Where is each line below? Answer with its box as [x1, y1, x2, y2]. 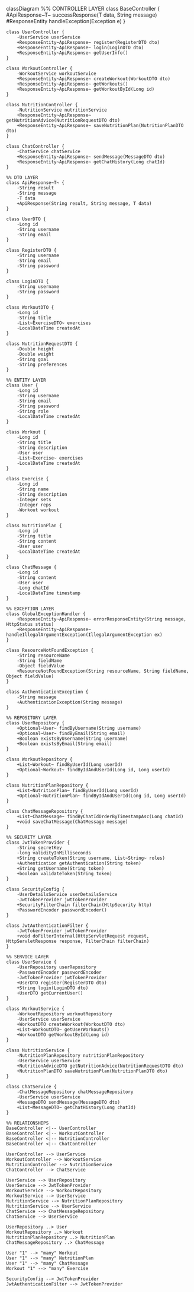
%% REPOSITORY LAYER [6, 715, 57, 721]
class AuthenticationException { [6, 689, 89, 695]
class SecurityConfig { [6, 886, 65, 892]
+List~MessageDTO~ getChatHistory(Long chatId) [17, 1104, 136, 1110]
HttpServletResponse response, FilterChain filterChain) [6, 938, 150, 944]
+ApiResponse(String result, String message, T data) [17, 201, 152, 207]
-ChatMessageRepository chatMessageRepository [17, 1089, 134, 1095]
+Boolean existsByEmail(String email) [17, 741, 112, 747]
